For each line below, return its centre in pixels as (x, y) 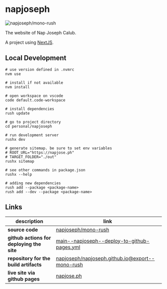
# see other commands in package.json (45, 170)
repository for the (29, 258)
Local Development (36, 58)
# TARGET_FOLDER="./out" (31, 157)
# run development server (32, 135)
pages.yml (68, 247)
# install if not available (34, 83)
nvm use (13, 74)
